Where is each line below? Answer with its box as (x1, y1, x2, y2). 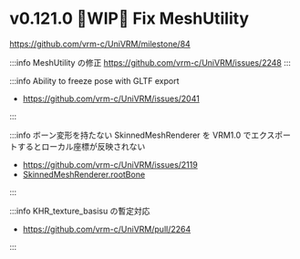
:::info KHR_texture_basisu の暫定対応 (9, 205, 150, 216)
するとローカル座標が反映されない (16, 140, 146, 151)
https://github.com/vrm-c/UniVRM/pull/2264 (22, 223, 191, 234)
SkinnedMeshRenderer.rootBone (22, 169, 146, 180)
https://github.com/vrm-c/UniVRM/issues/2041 (22, 93, 201, 104)
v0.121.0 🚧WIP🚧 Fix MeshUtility (9, 8, 249, 29)
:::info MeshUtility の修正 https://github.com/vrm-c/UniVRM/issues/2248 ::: (9, 57, 292, 67)
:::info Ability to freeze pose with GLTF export (9, 75, 180, 86)
